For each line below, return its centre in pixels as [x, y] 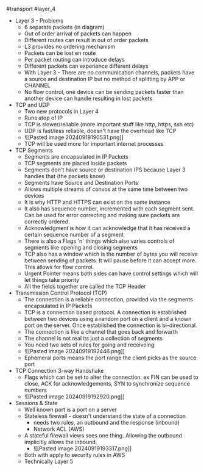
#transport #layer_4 [31, 9]
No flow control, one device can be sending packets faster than [104, 92]
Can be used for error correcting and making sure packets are [102, 215]
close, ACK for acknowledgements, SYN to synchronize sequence [107, 383]
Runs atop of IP [43, 118]
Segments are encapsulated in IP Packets [76, 157]
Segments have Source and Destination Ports [81, 183]
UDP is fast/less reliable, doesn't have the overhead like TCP [100, 131]
